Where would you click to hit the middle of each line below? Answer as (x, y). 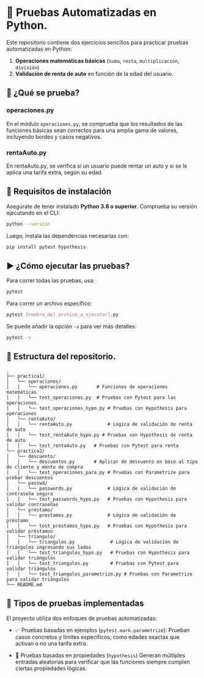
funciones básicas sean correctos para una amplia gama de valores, (92, 130)
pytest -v (19, 338)
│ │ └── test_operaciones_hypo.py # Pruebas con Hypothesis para (97, 408)
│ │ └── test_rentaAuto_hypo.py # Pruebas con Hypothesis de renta (99, 435)
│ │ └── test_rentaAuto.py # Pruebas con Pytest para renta (93, 446)
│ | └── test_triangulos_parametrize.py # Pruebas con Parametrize (99, 574)
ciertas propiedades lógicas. (51, 668)
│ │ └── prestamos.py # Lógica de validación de (91, 515)
